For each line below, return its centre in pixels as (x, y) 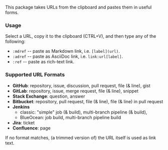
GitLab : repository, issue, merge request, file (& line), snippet (75, 91)
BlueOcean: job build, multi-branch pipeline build (70, 117)
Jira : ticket (24, 123)
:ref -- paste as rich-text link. (43, 62)
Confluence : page (32, 128)
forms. (12, 12)
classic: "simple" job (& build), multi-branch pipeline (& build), (83, 112)
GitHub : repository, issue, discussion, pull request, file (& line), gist (81, 85)
